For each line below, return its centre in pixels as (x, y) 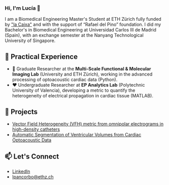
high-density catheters (36, 129)
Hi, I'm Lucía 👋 (23, 8)
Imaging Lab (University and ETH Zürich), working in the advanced (82, 74)
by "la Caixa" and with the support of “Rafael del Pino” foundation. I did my (83, 24)
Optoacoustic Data (32, 140)
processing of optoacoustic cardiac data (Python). (65, 80)
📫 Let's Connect (32, 157)
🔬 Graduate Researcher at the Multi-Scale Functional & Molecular (81, 69)
